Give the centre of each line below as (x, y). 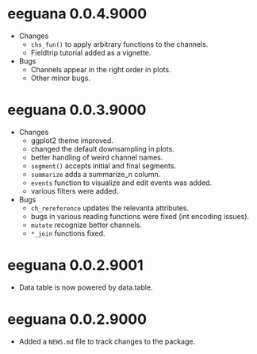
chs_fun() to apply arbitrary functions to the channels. (119, 44)
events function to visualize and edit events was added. (121, 183)
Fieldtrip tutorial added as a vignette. (91, 52)
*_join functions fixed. (68, 233)
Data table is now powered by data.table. (86, 287)
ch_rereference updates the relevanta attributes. (110, 208)
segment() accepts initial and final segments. (103, 165)
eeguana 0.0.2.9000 (77, 319)
